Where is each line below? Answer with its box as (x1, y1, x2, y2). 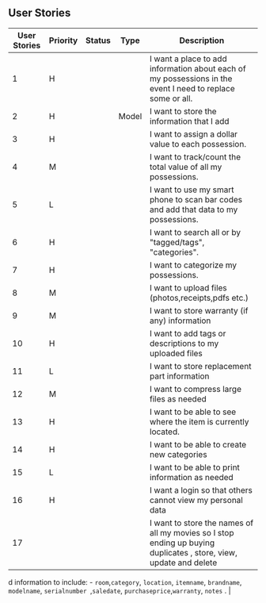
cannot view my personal (149, 494, 243, 505)
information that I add (149, 115, 230, 126)
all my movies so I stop (149, 527, 234, 538)
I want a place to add (149, 53, 227, 64)
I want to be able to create (149, 439, 247, 450)
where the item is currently (149, 416, 249, 427)
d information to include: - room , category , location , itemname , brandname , (8, 577, 242, 586)
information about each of (149, 63, 247, 74)
